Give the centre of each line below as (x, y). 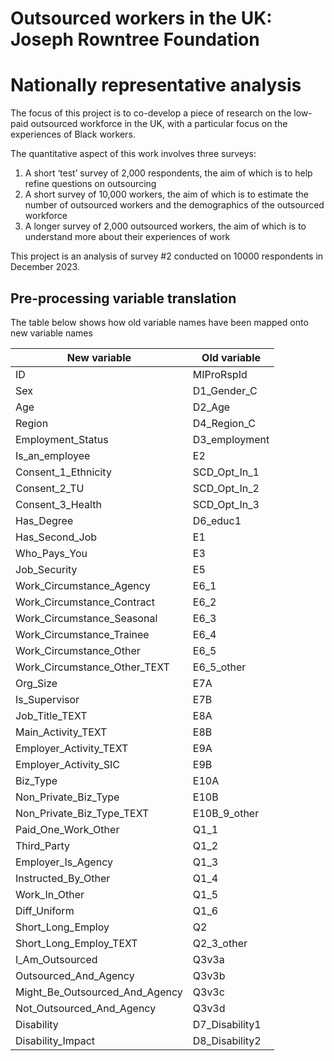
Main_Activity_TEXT (61, 732)
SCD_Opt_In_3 (226, 504)
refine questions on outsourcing (90, 184)
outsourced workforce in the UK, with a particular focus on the (159, 124)
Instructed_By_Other (63, 878)
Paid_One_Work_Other (67, 829)
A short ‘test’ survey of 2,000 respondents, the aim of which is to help (168, 173)
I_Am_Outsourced (56, 959)
